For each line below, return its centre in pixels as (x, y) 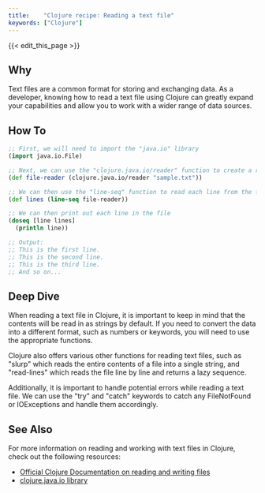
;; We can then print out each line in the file (90, 214)
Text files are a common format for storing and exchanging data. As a (121, 89)
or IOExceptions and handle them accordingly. (83, 405)
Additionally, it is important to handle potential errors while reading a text (126, 388)
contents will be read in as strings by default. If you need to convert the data (132, 323)
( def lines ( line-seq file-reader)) (68, 199)
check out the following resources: (64, 457)
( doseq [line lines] (42, 221)
